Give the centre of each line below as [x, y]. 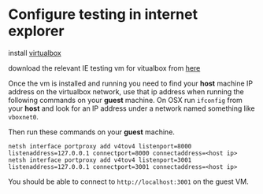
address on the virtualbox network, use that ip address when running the [126, 91]
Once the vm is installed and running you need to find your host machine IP [131, 83]
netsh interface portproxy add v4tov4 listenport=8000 [100, 146]
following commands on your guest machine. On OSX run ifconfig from [125, 100]
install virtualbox [35, 53]
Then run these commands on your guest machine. [92, 132]
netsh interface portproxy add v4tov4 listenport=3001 [100, 160]
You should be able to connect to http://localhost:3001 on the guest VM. [129, 181]
